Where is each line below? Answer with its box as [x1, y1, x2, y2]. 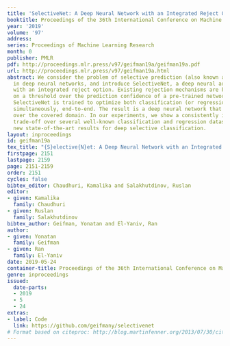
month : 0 [7, 49, 32, 55]
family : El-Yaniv [13, 252, 63, 259]
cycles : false [7, 175, 48, 182]
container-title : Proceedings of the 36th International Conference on [7, 264, 216, 271]
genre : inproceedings [7, 271, 69, 278]
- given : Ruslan [7, 208, 53, 214]
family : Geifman [13, 239, 60, 247]
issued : [7, 277, 29, 284]
